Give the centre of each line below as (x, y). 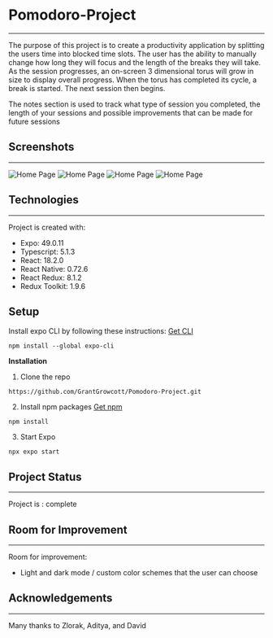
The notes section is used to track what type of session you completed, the (134, 104)
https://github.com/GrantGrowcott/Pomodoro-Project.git (105, 392)
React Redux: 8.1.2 (51, 277)
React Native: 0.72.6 (54, 269)
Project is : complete (43, 504)
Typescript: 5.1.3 (48, 251)
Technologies (44, 200)
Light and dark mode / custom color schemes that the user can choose (139, 572)
